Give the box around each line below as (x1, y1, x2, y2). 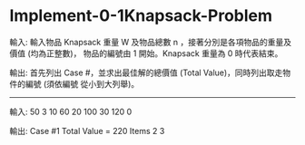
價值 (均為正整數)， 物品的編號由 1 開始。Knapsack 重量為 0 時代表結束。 (9, 47, 283, 59)
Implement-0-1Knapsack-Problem (9, 5, 273, 26)
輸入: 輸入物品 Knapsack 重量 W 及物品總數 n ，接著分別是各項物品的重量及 (9, 36, 292, 47)
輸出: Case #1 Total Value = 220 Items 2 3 (9, 125, 165, 136)
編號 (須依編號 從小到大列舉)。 (25, 78, 140, 89)
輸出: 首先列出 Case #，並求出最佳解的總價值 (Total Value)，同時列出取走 (9, 67, 283, 78)
